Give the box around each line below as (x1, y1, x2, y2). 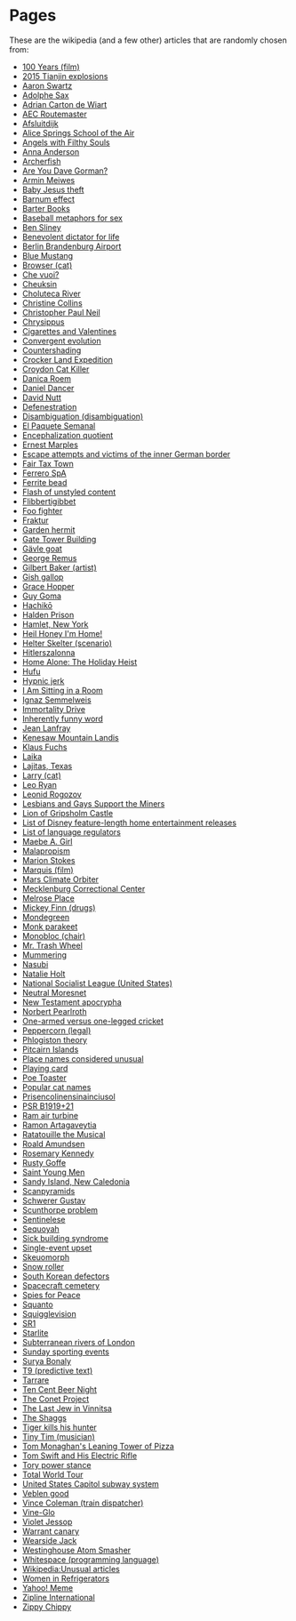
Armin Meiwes (21, 174, 76, 185)
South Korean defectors (21, 1271, 110, 1281)
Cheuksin (21, 278, 58, 289)
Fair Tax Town (21, 458, 74, 469)
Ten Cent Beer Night (21, 1384, 98, 1394)
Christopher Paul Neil (21, 307, 100, 317)
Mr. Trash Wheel (21, 940, 83, 951)
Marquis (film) (21, 864, 74, 875)
